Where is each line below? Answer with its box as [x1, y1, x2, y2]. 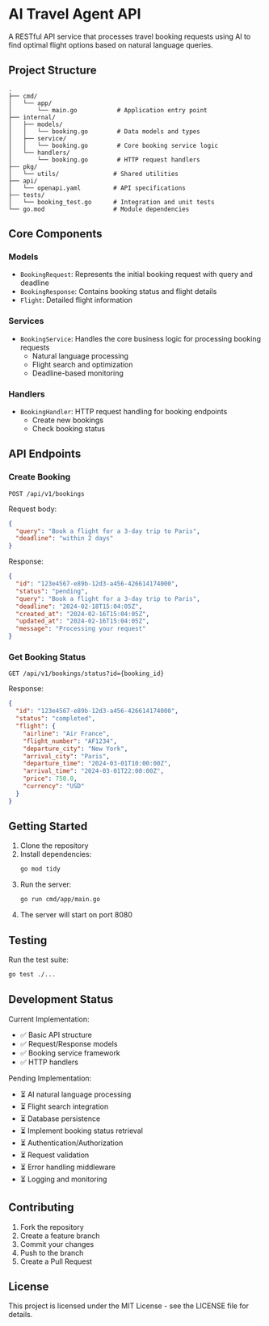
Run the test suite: [8, 955, 69, 965]
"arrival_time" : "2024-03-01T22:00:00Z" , [23, 767, 164, 775]
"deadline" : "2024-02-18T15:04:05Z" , [15, 602, 143, 611]
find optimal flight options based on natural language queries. [8, 40, 214, 49]
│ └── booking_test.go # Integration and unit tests [8, 198, 216, 206]
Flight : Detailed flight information [19, 296, 133, 305]
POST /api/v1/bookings [8, 489, 85, 497]
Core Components [8, 227, 103, 241]
